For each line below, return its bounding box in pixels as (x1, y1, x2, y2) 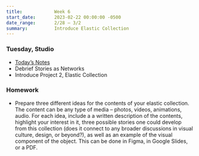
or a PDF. (14, 143, 38, 151)
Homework (6, 86, 39, 94)
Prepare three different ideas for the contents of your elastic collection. (14, 99, 189, 107)
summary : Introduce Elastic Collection (6, 25, 129, 32)
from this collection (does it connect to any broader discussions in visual (14, 124, 194, 132)
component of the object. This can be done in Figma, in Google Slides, (14, 138, 188, 145)
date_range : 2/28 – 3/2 (6, 20, 82, 26)
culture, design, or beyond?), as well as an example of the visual (14, 131, 173, 138)
